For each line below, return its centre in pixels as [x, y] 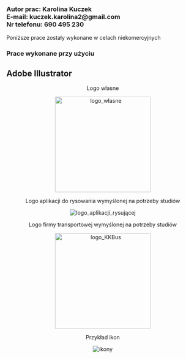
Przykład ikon [103, 338]
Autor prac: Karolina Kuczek [49, 9]
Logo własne [103, 88]
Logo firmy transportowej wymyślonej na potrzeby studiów [103, 224]
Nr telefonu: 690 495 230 [45, 24]
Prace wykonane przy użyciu [50, 54]
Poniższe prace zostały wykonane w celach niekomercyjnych [84, 38]
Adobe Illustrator [39, 73]
